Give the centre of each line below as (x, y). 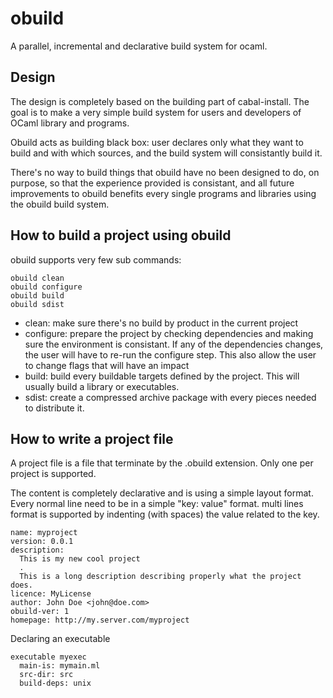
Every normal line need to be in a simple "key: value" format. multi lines (157, 504)
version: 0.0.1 (42, 542)
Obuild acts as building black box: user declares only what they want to (157, 142)
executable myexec (48, 657)
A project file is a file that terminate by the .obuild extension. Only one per (162, 463)
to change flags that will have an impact (107, 365)
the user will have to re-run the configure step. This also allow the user (170, 354)
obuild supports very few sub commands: (96, 259)
